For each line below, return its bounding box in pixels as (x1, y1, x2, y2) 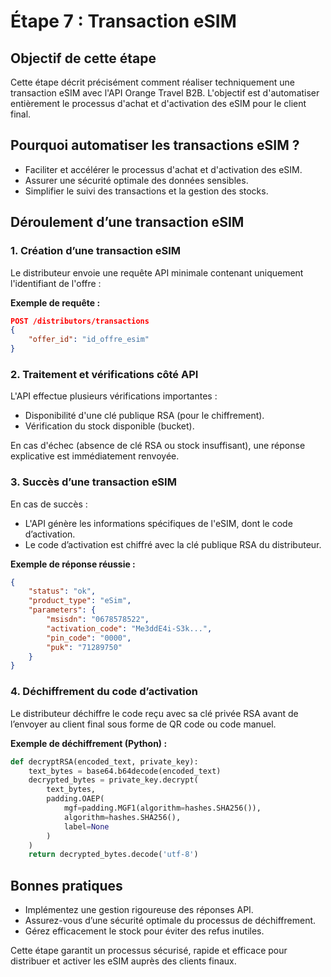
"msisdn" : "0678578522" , (46, 615, 150, 625)
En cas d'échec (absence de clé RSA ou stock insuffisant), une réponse (10, 440, 306, 452)
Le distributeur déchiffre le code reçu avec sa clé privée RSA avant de (10, 707, 299, 719)
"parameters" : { (28, 605, 97, 615)
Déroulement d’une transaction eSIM (10, 214, 245, 231)
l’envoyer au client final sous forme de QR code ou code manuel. (10, 718, 277, 730)
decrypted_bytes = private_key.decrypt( (28, 775, 199, 785)
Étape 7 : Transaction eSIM (10, 10, 237, 33)
